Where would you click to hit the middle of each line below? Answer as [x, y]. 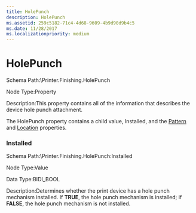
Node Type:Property [31, 92]
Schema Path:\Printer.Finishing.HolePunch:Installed [69, 156]
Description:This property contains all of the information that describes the [98, 104]
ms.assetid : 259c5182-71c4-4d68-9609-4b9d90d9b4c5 [71, 23]
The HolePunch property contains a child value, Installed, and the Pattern [97, 121]
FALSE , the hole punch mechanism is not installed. [68, 203]
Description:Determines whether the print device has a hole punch [88, 191]
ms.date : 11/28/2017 [32, 28]
